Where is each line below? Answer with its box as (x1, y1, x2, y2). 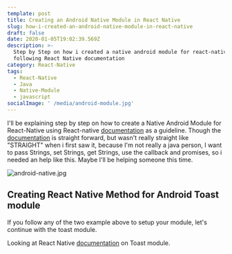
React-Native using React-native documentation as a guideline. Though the (7, 126, 222, 135)
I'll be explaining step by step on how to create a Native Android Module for (7, 119, 222, 127)
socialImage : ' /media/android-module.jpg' (7, 100, 135, 107)
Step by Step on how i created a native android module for (13, 49, 190, 56)
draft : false (7, 29, 45, 37)
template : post (7, 10, 51, 17)
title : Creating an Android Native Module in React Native (7, 17, 181, 23)
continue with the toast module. (7, 225, 97, 233)
